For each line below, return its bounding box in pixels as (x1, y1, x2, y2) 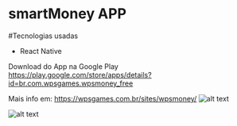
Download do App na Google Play (8, 61, 119, 71)
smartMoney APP (8, 5, 127, 23)
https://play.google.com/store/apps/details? (8, 70, 153, 79)
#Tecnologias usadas (8, 31, 78, 40)
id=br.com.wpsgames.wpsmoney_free (8, 78, 134, 88)
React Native (19, 46, 62, 55)
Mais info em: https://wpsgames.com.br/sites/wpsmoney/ (8, 94, 197, 103)
